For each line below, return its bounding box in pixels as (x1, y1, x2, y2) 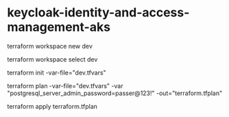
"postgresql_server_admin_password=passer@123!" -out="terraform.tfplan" (7, 89, 223, 97)
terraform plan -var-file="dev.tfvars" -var (7, 81, 123, 90)
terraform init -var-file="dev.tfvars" (7, 68, 106, 77)
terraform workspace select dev (7, 55, 98, 63)
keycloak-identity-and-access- (7, 5, 190, 21)
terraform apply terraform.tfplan (7, 102, 98, 110)
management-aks (7, 19, 111, 35)
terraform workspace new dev (7, 42, 93, 50)
